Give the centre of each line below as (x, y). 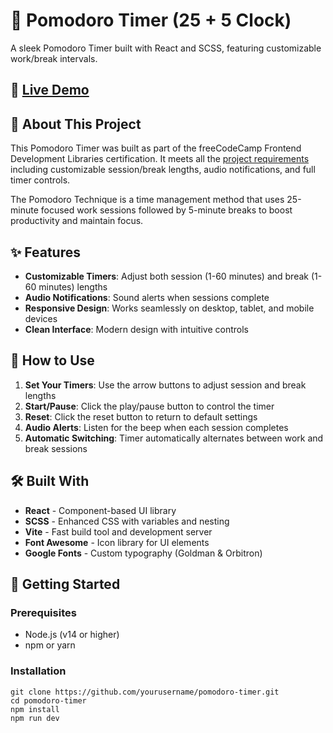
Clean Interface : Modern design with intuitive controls (136, 329)
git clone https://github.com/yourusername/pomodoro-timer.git (145, 692)
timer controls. (40, 180)
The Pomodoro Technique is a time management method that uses (147, 200)
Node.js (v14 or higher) (72, 635)
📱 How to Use (52, 360)
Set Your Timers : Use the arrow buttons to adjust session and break (165, 385)
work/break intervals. (54, 58)
